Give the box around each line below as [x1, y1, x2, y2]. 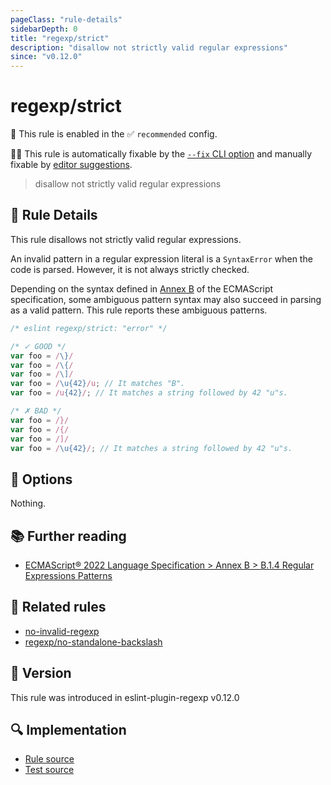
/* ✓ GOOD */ [10, 341, 67, 351]
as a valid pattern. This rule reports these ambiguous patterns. [10, 304, 268, 316]
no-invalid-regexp [24, 625, 100, 637]
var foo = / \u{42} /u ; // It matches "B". [10, 379, 186, 389]
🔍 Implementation [10, 722, 127, 739]
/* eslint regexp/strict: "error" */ [10, 323, 168, 333]
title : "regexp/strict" [10, 33, 110, 43]
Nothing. [10, 497, 47, 510]
